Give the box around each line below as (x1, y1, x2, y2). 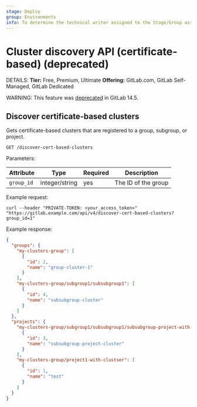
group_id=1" (6, 216, 35, 221)
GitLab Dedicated (31, 83, 74, 90)
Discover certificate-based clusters (6, 111, 140, 121)
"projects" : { (11, 319, 46, 325)
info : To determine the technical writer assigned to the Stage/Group (6, 19, 182, 25)
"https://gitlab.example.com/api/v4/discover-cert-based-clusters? (6, 210, 175, 216)
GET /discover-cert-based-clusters (6, 144, 93, 150)
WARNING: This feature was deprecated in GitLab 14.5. (6, 95, 139, 102)
